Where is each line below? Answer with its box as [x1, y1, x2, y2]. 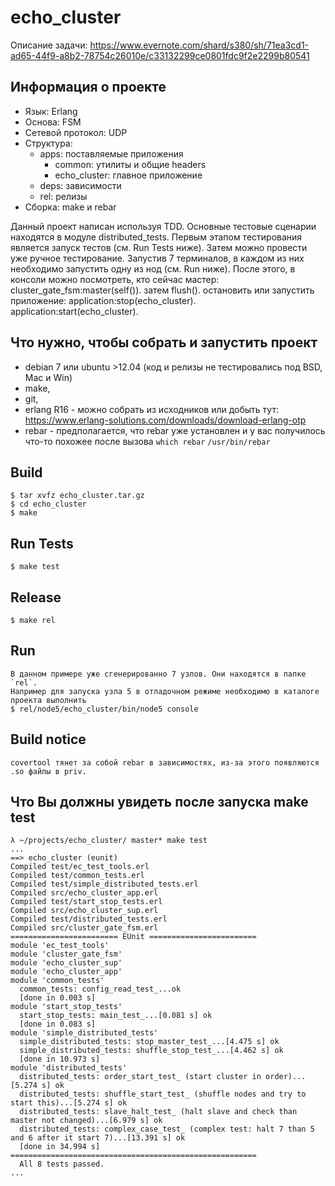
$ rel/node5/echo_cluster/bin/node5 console [10, 704, 199, 714]
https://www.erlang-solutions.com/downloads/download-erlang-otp [24, 414, 307, 426]
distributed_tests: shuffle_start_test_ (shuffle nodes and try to [19, 1089, 307, 1100]
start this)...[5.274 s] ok [10, 1098, 128, 1108]
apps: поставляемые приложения [39, 147, 184, 160]
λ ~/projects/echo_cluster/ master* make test [10, 836, 208, 846]
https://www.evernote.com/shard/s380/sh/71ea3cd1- [89, 39, 310, 51]
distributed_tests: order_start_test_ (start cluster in [19, 1072, 262, 1082]
